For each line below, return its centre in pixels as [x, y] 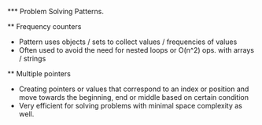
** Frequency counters [44, 26]
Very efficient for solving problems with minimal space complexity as [131, 106]
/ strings [32, 59]
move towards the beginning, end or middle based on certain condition [134, 97]
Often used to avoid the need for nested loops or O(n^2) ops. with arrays [137, 50]
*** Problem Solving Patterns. [55, 11]
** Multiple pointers [39, 74]
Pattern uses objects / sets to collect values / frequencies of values [128, 42]
